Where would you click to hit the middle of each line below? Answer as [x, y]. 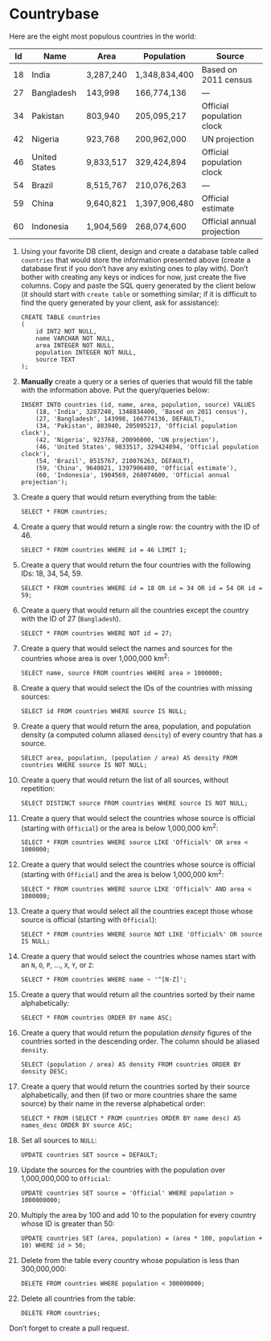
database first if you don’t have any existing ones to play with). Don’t [134, 268]
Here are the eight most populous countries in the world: [103, 36]
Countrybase [54, 14]
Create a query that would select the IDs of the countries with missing [136, 687]
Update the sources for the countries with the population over [123, 1170]
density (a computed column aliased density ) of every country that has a [142, 734]
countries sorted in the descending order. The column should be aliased [140, 1041]
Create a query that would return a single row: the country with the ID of [140, 527]
